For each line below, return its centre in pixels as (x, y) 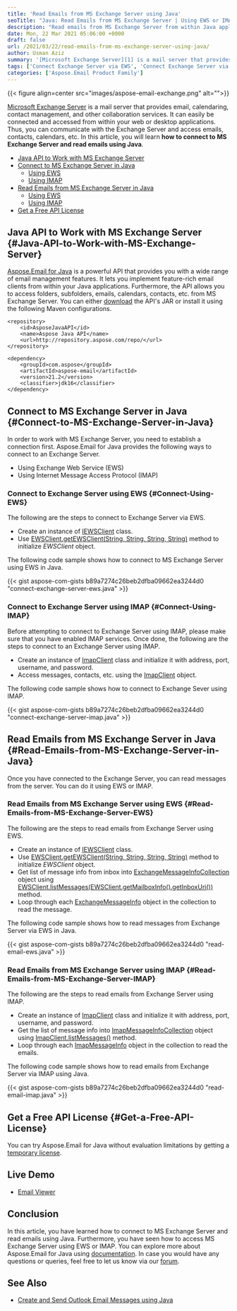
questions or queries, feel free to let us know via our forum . (93, 1261)
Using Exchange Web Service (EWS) (71, 468)
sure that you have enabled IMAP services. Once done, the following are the (118, 638)
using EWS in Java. (35, 568)
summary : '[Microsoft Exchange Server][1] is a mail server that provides (120, 60)
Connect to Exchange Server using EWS (77, 494)
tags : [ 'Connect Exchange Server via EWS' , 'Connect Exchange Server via (118, 66)
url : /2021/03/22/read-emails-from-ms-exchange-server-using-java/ (109, 47)
